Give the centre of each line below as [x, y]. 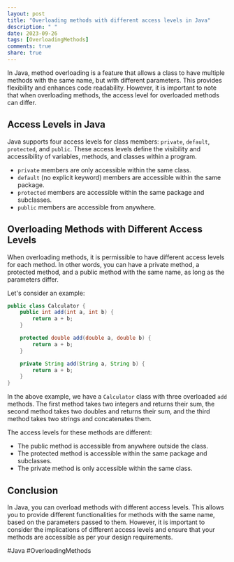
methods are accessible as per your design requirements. [90, 537]
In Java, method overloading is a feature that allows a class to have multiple [116, 73]
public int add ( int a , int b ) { [67, 313]
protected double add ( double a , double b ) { [86, 338]
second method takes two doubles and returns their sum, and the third [109, 411]
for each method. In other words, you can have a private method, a [103, 264]
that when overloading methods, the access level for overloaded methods [114, 95]
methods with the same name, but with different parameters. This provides [115, 80]
